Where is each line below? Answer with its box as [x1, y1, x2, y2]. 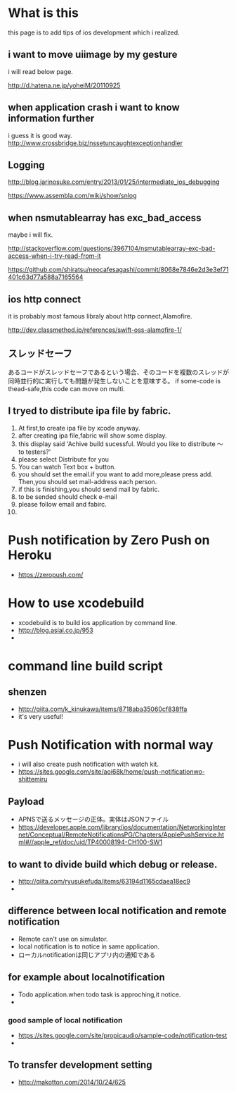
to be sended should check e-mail [18, 492, 118, 501]
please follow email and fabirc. [18, 500, 107, 508]
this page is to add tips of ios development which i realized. [8, 28, 180, 37]
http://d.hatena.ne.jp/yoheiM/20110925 [8, 81, 121, 89]
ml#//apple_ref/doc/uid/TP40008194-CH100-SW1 [18, 838, 163, 846]
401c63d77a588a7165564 [8, 273, 84, 281]
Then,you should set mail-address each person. [18, 477, 157, 486]
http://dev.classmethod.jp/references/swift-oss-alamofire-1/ [8, 326, 182, 334]
